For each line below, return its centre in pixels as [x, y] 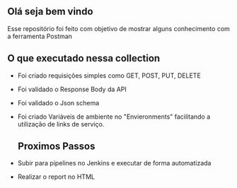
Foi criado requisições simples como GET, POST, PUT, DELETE [109, 75]
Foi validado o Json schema [58, 102]
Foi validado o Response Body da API [72, 89]
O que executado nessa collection [84, 58]
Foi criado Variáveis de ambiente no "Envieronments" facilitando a [114, 117]
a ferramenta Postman [40, 36]
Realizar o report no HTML [56, 177]
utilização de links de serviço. [61, 124]
